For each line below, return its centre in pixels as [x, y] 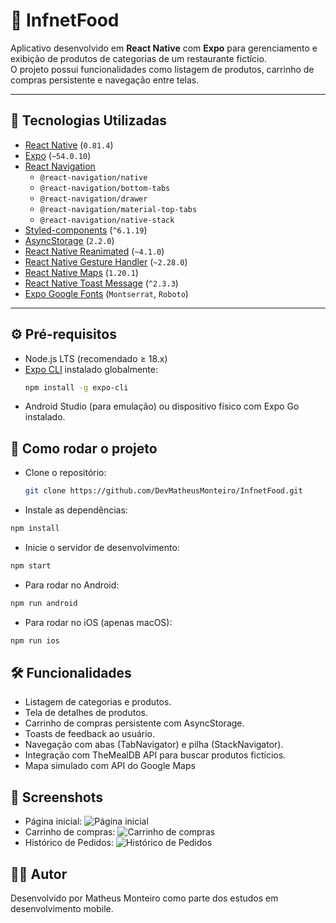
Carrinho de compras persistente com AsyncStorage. [134, 723]
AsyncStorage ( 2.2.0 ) [69, 240]
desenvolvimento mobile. [62, 909]
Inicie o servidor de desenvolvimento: [102, 547]
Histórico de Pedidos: [69, 843]
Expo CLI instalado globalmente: [91, 369]
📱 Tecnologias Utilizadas [88, 120]
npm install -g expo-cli [76, 387]
